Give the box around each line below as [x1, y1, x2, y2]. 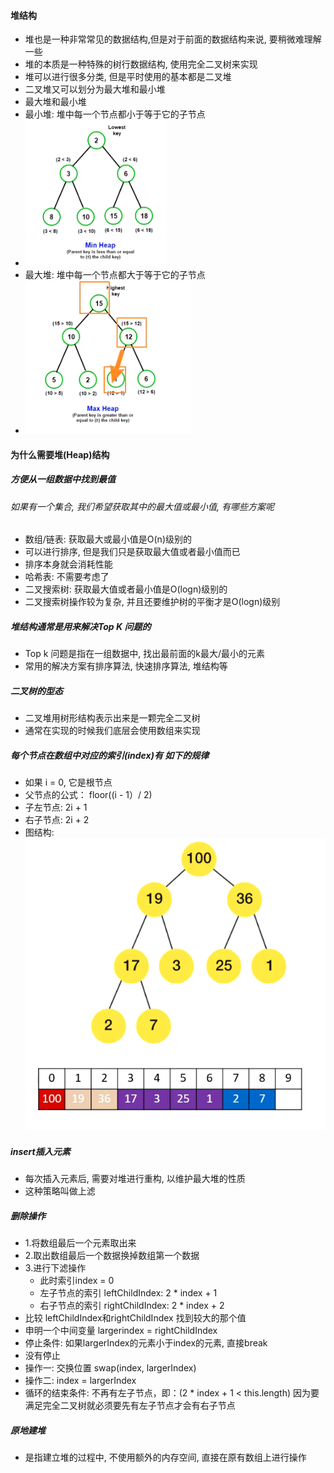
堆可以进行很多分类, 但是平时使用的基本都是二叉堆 [24, 71, 232, 83]
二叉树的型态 [10, 685, 63, 697]
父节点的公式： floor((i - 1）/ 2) [24, 789, 153, 801]
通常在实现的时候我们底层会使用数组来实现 [24, 725, 201, 737]
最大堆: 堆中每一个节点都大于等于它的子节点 [24, 269, 206, 281]
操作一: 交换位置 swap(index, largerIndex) [24, 1362, 197, 1374]
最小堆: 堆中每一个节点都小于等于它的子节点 [24, 108, 206, 120]
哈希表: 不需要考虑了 [24, 571, 110, 583]
